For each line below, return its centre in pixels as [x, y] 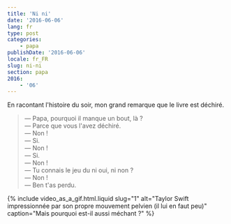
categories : [24, 40]
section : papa [28, 72]
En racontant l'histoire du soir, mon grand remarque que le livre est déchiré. [116, 105]
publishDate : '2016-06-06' [46, 53]
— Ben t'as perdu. [50, 185]
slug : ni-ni [24, 66]
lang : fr [20, 27]
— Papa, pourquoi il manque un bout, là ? [83, 119]
